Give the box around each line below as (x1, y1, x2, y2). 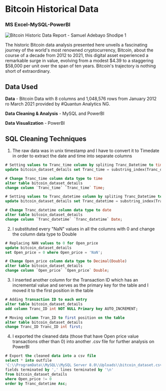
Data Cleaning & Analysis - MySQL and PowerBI (5, 110, 105, 117)
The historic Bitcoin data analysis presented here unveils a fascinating (5, 42, 148, 48)
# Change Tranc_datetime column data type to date (5, 208, 112, 213)
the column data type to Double (12, 231, 77, 237)
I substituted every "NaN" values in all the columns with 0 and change (12, 226, 155, 232)
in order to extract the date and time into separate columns (12, 153, 132, 159)
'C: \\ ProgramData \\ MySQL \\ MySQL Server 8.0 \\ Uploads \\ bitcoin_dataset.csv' (5, 363, 165, 368)
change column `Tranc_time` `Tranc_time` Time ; (5, 185, 105, 190)
